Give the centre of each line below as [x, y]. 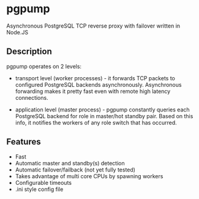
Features [24, 142]
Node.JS [17, 32]
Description [29, 52]
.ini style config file [39, 189]
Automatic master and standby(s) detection [70, 163]
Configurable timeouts [43, 182]
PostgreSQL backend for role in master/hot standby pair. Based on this [104, 116]
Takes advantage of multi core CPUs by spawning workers [89, 176]
